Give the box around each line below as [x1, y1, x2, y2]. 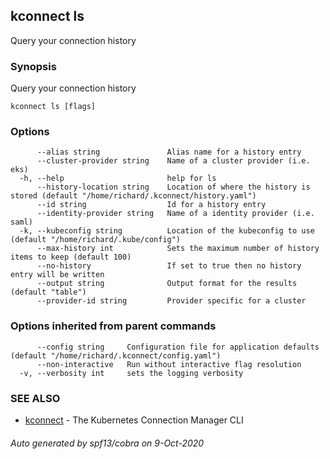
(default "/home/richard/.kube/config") [10, 235, 182, 245]
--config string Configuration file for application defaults [36, 342, 320, 352]
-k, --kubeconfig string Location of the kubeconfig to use [19, 226, 315, 236]
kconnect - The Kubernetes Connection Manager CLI [24, 414, 244, 426]
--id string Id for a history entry [36, 200, 267, 210]
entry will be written [10, 270, 105, 280]
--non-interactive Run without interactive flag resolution [36, 359, 302, 369]
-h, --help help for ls [19, 174, 217, 184]
